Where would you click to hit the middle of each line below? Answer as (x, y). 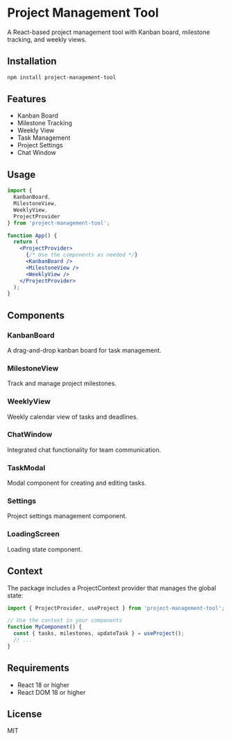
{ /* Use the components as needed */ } (82, 255)
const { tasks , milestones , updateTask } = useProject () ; (99, 634)
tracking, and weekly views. (47, 39)
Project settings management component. (67, 516)
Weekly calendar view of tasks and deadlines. (73, 417)
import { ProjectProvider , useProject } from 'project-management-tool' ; (116, 608)
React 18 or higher (43, 685)
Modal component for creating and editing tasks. (77, 483)
